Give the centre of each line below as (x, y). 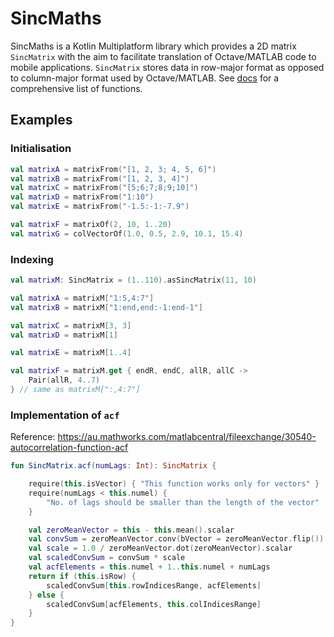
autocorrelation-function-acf (69, 448)
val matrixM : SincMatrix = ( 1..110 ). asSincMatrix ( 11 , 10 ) (133, 280)
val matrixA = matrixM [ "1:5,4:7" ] (82, 298)
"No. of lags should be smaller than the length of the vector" (183, 502)
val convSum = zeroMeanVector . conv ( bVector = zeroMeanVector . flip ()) (176, 539)
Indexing (32, 259)
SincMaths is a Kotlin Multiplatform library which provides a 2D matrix (153, 46)
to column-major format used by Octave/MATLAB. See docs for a (145, 78)
